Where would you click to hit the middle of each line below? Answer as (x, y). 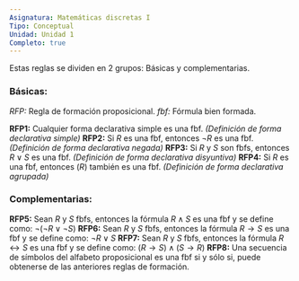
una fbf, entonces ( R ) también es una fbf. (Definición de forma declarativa (146, 166)
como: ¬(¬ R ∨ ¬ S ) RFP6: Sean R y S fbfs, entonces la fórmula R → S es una (149, 228)
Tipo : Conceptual (42, 26)
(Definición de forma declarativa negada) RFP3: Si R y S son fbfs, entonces (149, 147)
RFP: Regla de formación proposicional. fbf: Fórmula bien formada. (133, 111)
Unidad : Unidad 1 (42, 34)
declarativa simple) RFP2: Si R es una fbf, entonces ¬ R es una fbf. (132, 138)
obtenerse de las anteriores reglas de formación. (100, 267)
